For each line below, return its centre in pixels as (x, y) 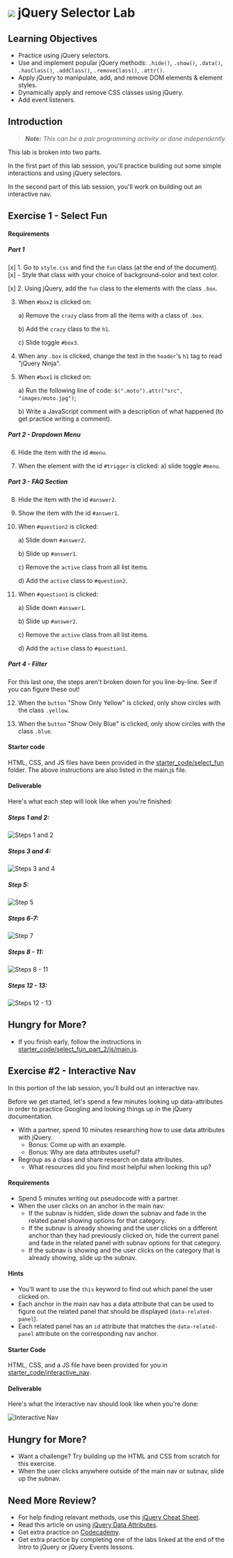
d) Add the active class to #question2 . (73, 580)
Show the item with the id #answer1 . (69, 513)
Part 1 (16, 250)
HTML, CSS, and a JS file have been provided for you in (88, 1365)
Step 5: (18, 884)
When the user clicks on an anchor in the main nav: (91, 1205)
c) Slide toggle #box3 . (48, 342)
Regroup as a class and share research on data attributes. (101, 1159)
